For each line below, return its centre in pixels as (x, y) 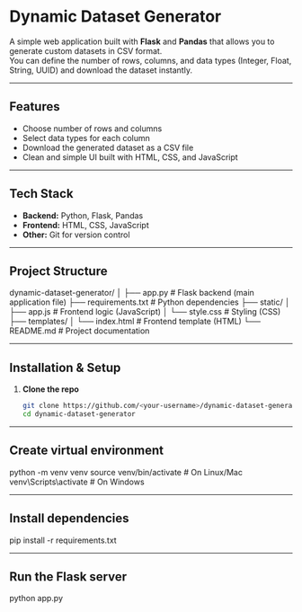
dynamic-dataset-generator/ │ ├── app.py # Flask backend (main (132, 293)
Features (35, 106)
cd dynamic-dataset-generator (79, 414)
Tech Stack (41, 194)
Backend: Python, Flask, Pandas (83, 215)
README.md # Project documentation (80, 331)
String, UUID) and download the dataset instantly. (101, 70)
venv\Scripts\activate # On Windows (77, 482)
